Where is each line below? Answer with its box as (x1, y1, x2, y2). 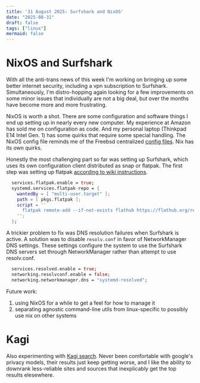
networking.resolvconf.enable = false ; (11, 271, 111, 277)
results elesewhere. (6, 371, 55, 378)
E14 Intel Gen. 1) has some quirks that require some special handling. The (6, 132, 186, 139)
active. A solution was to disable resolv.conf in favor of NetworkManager (6, 236, 187, 243)
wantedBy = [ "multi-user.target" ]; (17, 191, 111, 197)
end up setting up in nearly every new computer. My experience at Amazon (6, 119, 191, 126)
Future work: (6, 287, 37, 295)
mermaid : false (6, 31, 44, 37)
